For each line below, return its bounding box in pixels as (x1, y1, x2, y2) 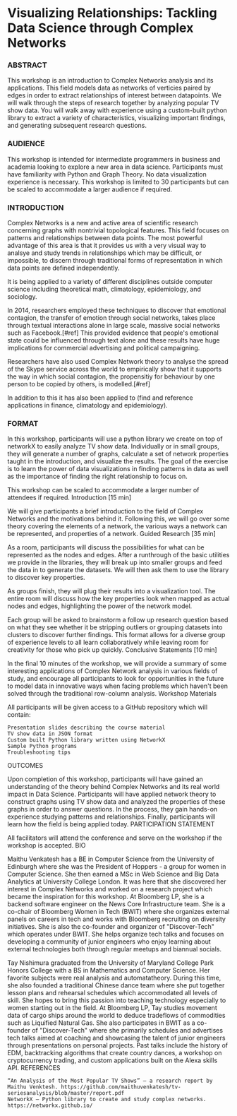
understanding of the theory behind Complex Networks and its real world (7, 783, 220, 791)
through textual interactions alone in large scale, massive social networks (7, 321, 221, 330)
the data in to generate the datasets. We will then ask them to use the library (7, 566, 229, 574)
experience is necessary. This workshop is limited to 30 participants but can (7, 177, 229, 186)
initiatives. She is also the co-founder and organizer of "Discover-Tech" (7, 922, 215, 931)
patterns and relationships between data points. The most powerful (7, 234, 203, 242)
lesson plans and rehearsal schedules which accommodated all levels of (7, 989, 218, 997)
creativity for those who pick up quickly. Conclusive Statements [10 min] (7, 646, 217, 654)
